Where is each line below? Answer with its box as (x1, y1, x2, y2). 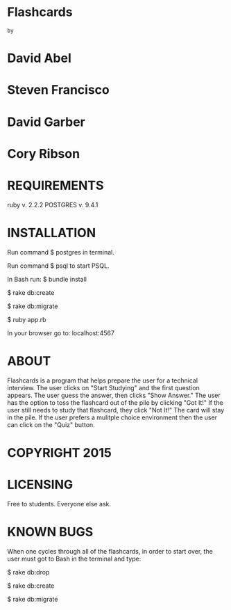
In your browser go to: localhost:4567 (7, 328, 114, 337)
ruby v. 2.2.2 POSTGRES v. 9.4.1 (7, 200, 99, 209)
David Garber (7, 114, 85, 129)
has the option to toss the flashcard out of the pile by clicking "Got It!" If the (7, 398, 223, 407)
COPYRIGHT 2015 (7, 444, 112, 460)
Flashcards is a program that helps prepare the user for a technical (7, 376, 198, 385)
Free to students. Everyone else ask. (7, 499, 112, 508)
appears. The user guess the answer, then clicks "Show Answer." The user (7, 391, 221, 399)
